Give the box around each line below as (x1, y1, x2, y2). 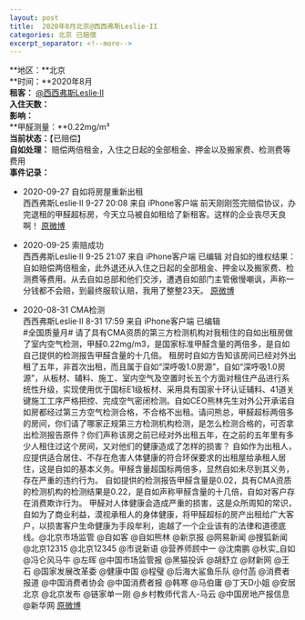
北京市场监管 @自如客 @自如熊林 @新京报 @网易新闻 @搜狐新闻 (46, 532, 289, 543)
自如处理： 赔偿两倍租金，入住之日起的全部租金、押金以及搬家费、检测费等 (9, 145, 291, 155)
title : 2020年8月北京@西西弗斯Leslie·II (9, 22, 158, 31)
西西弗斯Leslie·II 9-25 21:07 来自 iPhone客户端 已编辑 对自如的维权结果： (22, 251, 297, 262)
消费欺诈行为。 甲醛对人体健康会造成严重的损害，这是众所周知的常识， (30, 497, 297, 509)
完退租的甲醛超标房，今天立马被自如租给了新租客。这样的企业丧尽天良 (22, 209, 287, 220)
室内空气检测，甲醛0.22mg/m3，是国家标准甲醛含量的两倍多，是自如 (30, 338, 290, 350)
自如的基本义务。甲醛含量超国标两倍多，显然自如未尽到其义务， (54, 464, 294, 475)
